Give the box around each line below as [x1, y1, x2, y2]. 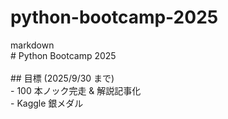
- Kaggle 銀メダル [10, 97, 84, 109]
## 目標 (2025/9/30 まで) [10, 72, 115, 84]
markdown [10, 39, 55, 51]
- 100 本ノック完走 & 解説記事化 [10, 84, 142, 96]
